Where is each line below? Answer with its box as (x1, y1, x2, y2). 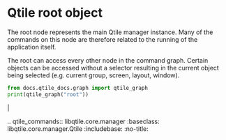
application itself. (7, 42, 56, 51)
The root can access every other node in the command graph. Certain (7, 56, 209, 64)
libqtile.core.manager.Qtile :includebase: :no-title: (7, 124, 149, 133)
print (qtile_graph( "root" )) (7, 91, 89, 98)
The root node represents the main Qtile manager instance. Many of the (7, 28, 213, 36)
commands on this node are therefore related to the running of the (7, 35, 198, 43)
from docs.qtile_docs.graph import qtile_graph (7, 84, 149, 91)
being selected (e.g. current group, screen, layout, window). (7, 71, 180, 79)
